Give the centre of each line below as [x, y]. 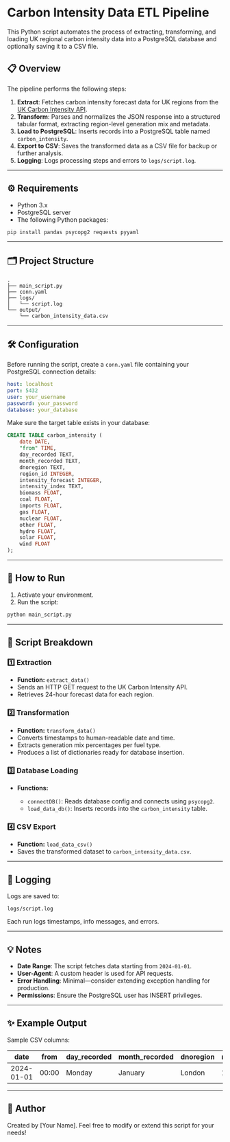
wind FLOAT [35, 544]
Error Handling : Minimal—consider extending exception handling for [113, 981]
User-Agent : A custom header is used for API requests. [95, 973]
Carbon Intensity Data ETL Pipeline [108, 13]
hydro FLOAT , [38, 531]
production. [33, 987]
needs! [17, 1132]
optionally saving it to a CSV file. [53, 46]
